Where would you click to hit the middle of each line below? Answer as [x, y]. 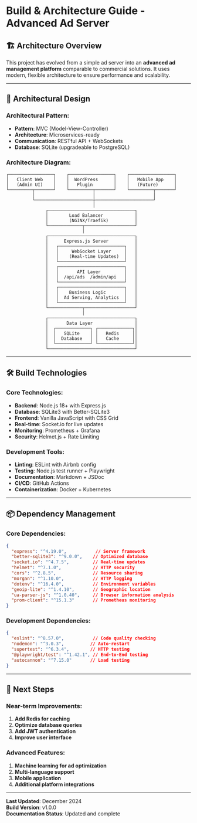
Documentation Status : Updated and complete [63, 814]
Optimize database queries [48, 725]
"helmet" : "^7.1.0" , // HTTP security [73, 568]
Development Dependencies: [48, 621]
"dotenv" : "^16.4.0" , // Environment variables [84, 584]
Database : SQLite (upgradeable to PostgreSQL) [72, 147]
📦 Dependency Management [61, 514]
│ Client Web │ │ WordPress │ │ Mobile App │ [91, 179]
